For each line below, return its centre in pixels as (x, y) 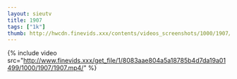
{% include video (32, 53)
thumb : (17, 33)
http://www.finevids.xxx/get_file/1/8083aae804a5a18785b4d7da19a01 (125, 61)
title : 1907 (25, 20)
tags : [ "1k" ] (26, 27)
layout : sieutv (30, 14)
